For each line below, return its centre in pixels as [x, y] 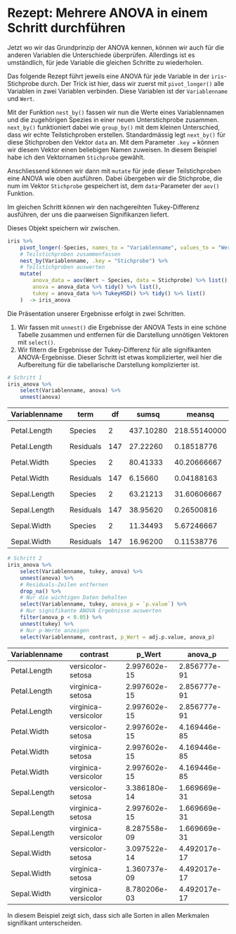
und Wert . [21, 98]
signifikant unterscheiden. [45, 923]
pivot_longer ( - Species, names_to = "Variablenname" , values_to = [118, 247]
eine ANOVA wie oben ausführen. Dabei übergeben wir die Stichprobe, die [115, 178]
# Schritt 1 [25, 377]
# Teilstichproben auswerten [63, 267]
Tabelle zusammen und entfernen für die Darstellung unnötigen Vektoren [123, 334]
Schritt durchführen [66, 28]
